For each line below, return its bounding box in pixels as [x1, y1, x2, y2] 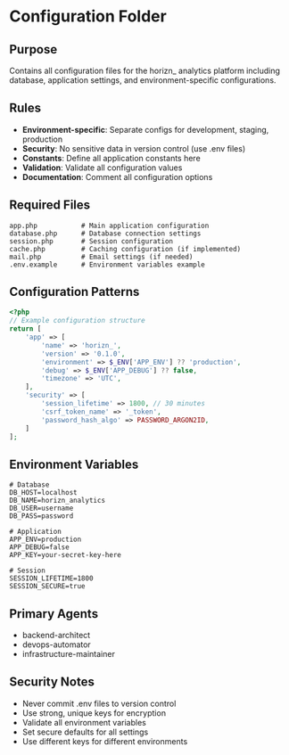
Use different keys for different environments [21, 735, 188, 746]
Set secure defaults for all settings [21, 726, 149, 737]
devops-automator [21, 639, 91, 650]
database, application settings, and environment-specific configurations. [9, 75, 277, 86]
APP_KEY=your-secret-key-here [9, 551, 122, 560]
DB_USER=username [9, 504, 74, 513]
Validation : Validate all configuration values [21, 162, 183, 173]
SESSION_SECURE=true [9, 582, 87, 591]
